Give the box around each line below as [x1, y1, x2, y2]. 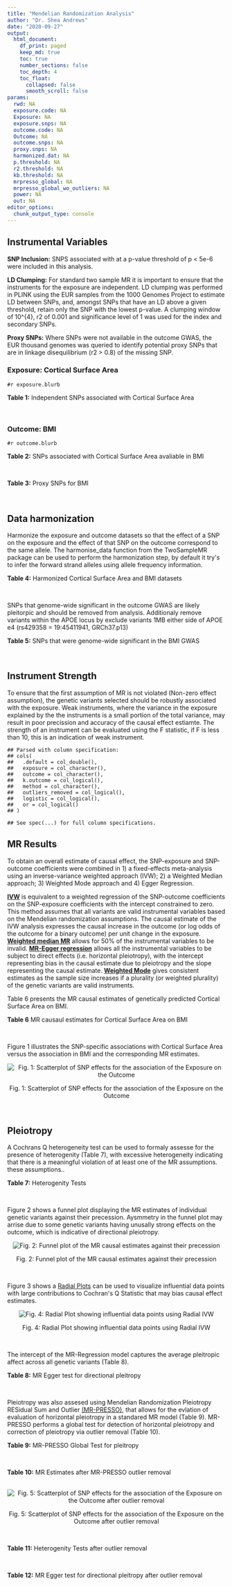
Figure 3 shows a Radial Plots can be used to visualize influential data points [7, 1282, 225, 1290]
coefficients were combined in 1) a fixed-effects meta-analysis [33, 864, 213, 872]
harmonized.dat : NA [13, 152, 70, 160]
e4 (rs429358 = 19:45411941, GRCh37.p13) [7, 623, 129, 631]
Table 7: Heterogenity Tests [7, 1179, 87, 1187]
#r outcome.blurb [7, 440, 57, 447]
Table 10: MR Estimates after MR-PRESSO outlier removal [7, 1468, 171, 1477]
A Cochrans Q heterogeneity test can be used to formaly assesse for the [7, 1143, 215, 1152]
